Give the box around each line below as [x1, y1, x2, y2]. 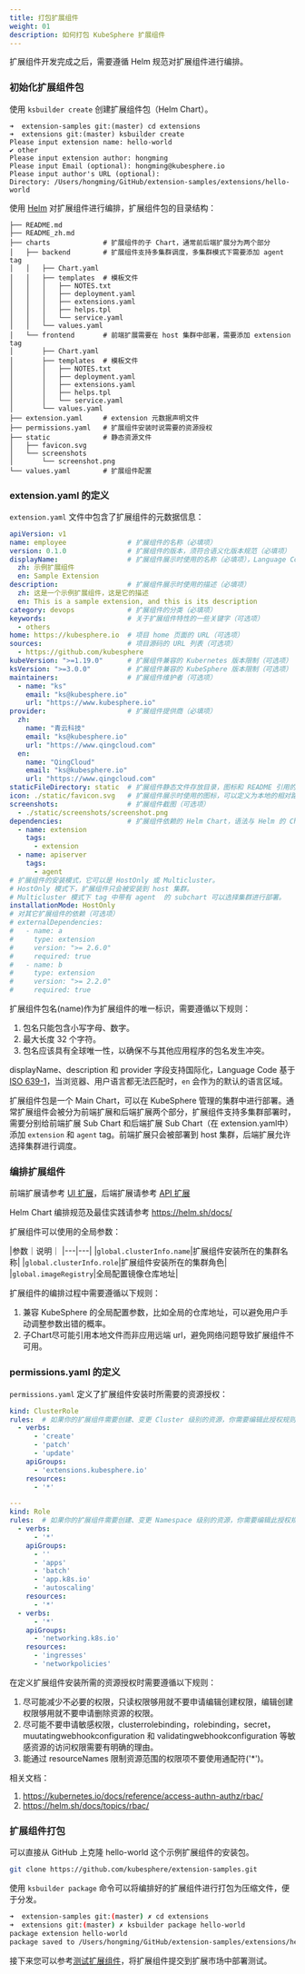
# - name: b [9, 960, 64, 969]
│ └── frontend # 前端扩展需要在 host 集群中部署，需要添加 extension [9, 331, 291, 340]
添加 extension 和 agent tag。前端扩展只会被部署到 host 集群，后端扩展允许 [9, 1129, 291, 1140]
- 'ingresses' [33, 1651, 88, 1661]
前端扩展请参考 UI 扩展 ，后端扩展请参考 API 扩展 [9, 1187, 191, 1199]
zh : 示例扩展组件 [17, 563, 75, 572]
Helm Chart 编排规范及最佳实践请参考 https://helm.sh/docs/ [9, 1207, 233, 1218]
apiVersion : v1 [9, 529, 67, 539]
